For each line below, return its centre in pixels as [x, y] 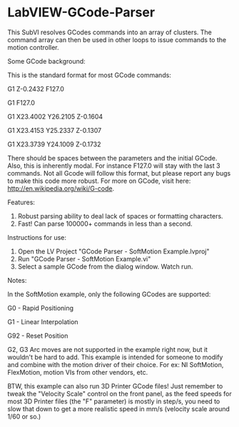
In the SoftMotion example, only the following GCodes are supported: [109, 294]
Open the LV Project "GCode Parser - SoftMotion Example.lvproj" [113, 251]
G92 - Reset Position [38, 336]
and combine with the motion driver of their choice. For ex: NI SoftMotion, [116, 364]
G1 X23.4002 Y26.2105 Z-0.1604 [55, 116]
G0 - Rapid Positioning [40, 308]
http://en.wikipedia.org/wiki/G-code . [61, 188]
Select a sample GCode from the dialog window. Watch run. [105, 266]
